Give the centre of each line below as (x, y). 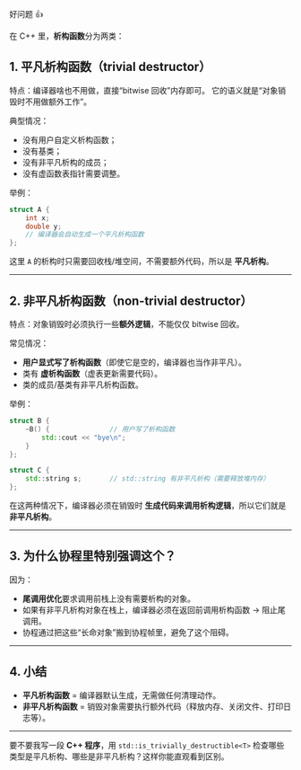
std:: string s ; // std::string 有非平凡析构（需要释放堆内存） (148, 479)
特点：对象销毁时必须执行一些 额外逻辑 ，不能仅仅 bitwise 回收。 (127, 324)
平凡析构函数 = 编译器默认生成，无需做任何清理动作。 (121, 695)
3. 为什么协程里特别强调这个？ (93, 556)
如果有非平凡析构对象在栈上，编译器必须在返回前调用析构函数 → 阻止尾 (154, 609)
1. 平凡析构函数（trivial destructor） (110, 67)
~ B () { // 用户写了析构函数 (100, 429)
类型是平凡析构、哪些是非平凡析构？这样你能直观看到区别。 (119, 756)
